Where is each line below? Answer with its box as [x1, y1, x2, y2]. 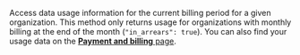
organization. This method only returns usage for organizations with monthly [9, 17, 292, 27]
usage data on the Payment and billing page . [9, 35, 177, 46]
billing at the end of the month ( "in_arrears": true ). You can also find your [9, 27, 287, 36]
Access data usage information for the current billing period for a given [9, 8, 271, 18]
